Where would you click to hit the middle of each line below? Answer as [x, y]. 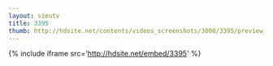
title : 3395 [28, 23]
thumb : [19, 31]
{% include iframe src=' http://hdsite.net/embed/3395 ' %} [105, 54]
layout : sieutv [34, 16]
